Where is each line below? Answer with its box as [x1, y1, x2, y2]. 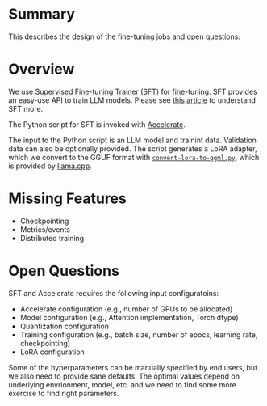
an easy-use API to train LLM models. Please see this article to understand [8, 95, 257, 105]
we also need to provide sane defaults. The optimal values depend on [8, 371, 240, 381]
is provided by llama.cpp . [8, 161, 93, 171]
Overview [8, 60, 75, 78]
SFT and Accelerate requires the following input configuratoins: [8, 288, 219, 298]
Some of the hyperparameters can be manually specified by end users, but [8, 362, 258, 372]
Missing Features [8, 189, 127, 208]
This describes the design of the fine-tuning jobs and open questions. [8, 32, 240, 41]
